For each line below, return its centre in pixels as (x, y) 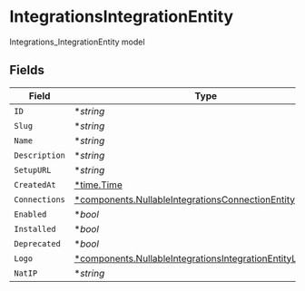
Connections (40, 199)
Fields (27, 70)
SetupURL (33, 170)
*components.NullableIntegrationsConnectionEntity (184, 199)
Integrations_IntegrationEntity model (77, 42)
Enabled (30, 214)
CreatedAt (35, 184)
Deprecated (37, 243)
